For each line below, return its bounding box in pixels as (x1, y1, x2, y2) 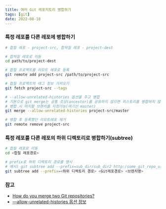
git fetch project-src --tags (5, 85, 68, 90)
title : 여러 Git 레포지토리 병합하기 (5, 7, 72, 12)
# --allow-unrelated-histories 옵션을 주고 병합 (5, 94, 100, 99)
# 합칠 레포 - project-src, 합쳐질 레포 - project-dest (5, 45, 114, 50)
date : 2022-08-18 (5, 16, 41, 21)
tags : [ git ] (5, 12, 30, 17)
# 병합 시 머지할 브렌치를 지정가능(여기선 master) (5, 104, 96, 109)
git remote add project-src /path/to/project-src (5, 72, 110, 77)
